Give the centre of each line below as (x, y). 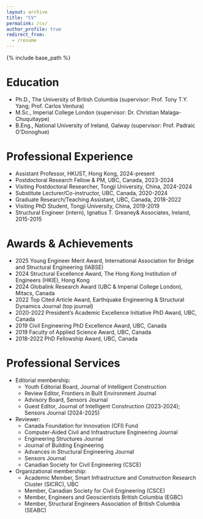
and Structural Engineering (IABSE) (59, 267)
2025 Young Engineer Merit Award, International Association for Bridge (105, 260)
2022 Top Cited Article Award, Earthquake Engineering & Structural (100, 300)
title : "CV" (21, 18)
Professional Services (63, 363)
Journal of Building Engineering (64, 445)
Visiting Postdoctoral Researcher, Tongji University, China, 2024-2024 (104, 186)
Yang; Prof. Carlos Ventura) (50, 106)
